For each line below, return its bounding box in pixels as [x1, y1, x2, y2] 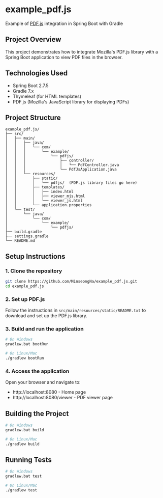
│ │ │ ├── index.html [5, 189, 74, 195]
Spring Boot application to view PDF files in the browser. [5, 54, 123, 60]
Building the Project [5, 409, 69, 418]
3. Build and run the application [5, 325, 84, 333]
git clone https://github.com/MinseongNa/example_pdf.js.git [5, 279, 138, 284]
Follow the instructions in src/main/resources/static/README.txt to [5, 307, 146, 314]
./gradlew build [5, 441, 40, 447]
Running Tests [5, 455, 52, 464]
